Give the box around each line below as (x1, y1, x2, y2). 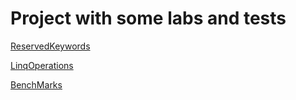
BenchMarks (10, 78, 63, 91)
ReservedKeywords (10, 40, 91, 52)
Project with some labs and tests (10, 7, 287, 30)
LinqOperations (10, 59, 74, 71)
